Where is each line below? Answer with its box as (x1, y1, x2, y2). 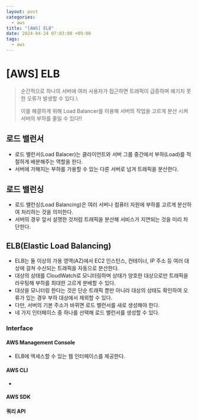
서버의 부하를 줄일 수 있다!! (20, 115, 83, 122)
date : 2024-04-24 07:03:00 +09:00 (6, 31, 92, 37)
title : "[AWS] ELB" (6, 25, 54, 31)
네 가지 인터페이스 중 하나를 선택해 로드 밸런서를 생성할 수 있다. (14, 309, 160, 316)
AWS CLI (6, 366, 28, 373)
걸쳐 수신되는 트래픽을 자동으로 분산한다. (25, 264, 119, 272)
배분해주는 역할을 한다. (30, 158, 83, 165)
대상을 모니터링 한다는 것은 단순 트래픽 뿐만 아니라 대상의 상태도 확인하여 (14, 287, 182, 294)
